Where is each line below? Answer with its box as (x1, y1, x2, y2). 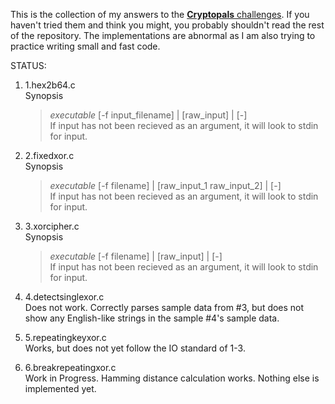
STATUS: (10, 60, 47, 71)
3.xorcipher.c (24, 220, 80, 232)
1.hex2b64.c (24, 79, 76, 91)
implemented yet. (24, 383, 97, 394)
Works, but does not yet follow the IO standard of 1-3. (24, 342, 246, 354)
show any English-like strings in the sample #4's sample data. (24, 312, 280, 324)
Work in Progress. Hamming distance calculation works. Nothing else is (24, 372, 320, 384)
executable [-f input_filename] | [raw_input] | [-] (49, 109, 248, 121)
